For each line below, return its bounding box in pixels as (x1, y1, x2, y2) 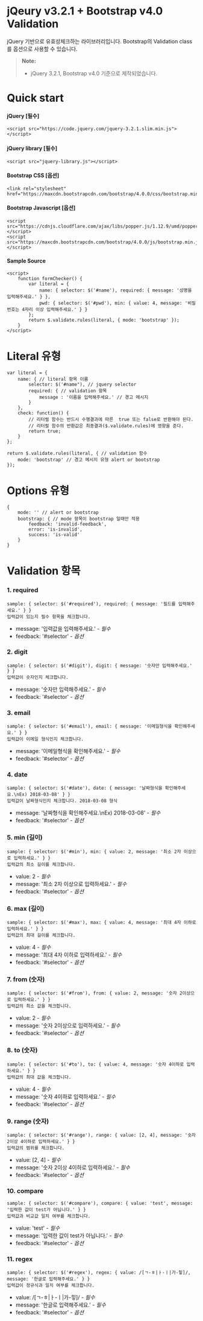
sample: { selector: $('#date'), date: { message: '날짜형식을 (7, 785, 163, 792)
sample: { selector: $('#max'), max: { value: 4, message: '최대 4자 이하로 (7, 919, 196, 925)
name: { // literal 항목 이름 (17, 376, 89, 383)
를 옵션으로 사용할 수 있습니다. (7, 45, 78, 52)
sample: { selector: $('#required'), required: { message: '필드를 (7, 601, 176, 607)
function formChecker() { (17, 276, 83, 282)
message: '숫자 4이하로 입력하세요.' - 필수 (15, 1093, 116, 1100)
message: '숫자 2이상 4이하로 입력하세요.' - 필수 (15, 1164, 130, 1171)
